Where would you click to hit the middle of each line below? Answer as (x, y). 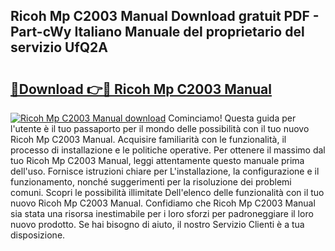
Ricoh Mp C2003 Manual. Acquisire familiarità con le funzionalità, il (148, 139)
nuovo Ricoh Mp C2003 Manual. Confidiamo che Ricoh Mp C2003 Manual (163, 203)
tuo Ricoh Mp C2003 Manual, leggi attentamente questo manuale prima (157, 160)
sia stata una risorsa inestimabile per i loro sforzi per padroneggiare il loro (162, 213)
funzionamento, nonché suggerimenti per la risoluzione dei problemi (151, 182)
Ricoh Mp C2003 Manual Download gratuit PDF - (165, 16)
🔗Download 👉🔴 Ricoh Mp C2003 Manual (141, 89)
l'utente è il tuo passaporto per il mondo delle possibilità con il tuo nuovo (160, 128)
